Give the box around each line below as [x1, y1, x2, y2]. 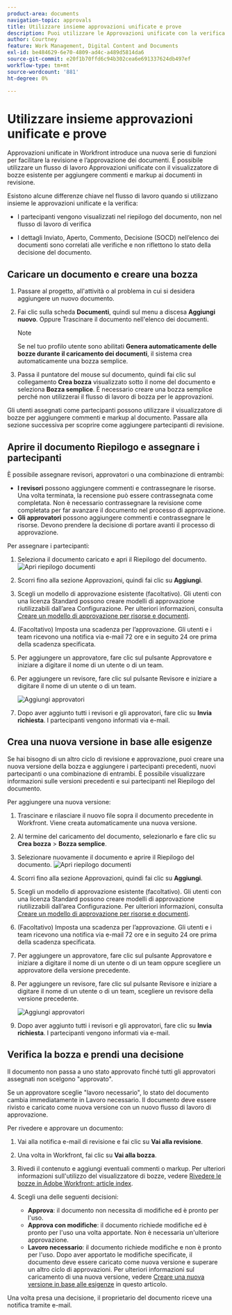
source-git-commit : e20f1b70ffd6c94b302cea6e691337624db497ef [7, 56, 191, 63]
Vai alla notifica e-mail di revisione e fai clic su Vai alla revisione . [17, 1137, 204, 1145]
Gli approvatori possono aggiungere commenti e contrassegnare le [17, 513, 210, 522]
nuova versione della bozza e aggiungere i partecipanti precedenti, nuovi [7, 762, 217, 770]
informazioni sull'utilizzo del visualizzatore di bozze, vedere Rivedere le [17, 1172, 222, 1180]
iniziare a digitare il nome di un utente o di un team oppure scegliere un [17, 958, 221, 967]
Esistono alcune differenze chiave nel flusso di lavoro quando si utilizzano [7, 192, 219, 200]
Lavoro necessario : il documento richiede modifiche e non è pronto [27, 1243, 222, 1251]
